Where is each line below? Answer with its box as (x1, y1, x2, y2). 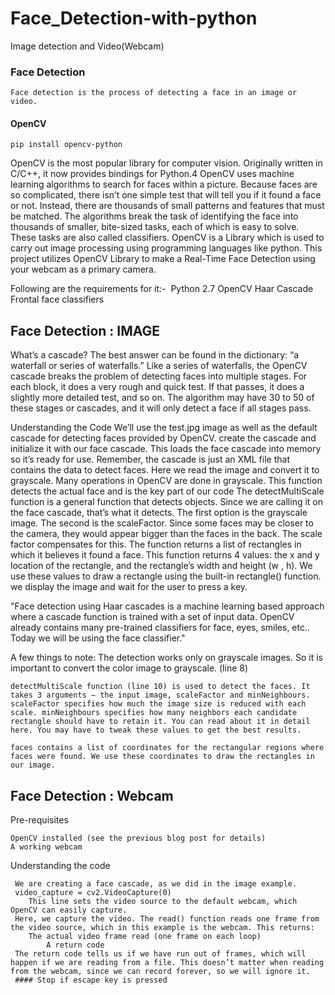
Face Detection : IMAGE (10, 322, 161, 339)
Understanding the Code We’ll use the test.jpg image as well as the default (10, 422, 318, 434)
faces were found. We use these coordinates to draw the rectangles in (10, 752, 315, 762)
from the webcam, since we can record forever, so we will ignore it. (10, 967, 311, 977)
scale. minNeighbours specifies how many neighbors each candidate (10, 708, 298, 718)
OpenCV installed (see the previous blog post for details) (10, 833, 267, 844)
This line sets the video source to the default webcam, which (28, 897, 298, 907)
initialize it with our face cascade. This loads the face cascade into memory (10, 443, 322, 455)
